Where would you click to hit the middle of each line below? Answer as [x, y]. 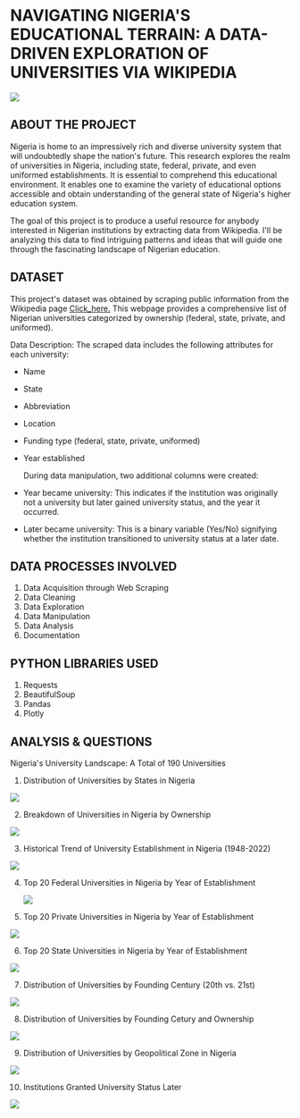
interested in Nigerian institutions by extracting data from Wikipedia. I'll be [146, 230]
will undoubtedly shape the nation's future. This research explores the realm [150, 156]
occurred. [41, 511]
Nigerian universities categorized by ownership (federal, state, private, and [148, 317]
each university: [40, 354]
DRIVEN [40, 54]
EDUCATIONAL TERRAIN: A [113, 34]
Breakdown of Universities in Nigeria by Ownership [117, 815]
